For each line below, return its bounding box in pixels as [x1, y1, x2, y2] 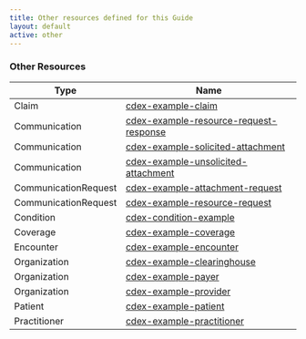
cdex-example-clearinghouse [126, 255, 257, 268]
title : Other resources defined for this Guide [9, 13, 194, 23]
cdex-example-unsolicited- [126, 155, 248, 168]
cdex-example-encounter [126, 241, 240, 253]
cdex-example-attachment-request [126, 181, 282, 194]
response [126, 125, 167, 138]
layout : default [9, 22, 71, 31]
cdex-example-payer [126, 270, 220, 282]
